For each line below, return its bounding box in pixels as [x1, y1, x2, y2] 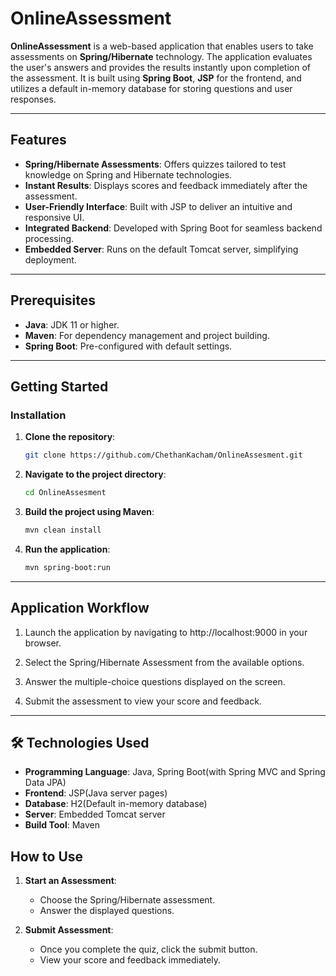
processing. [24, 232, 75, 244]
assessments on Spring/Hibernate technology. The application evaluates [10, 50, 313, 62]
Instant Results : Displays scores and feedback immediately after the [24, 179, 308, 191]
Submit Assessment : [24, 924, 114, 936]
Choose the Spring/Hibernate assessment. [39, 894, 216, 906]
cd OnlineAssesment [24, 488, 107, 498]
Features [10, 132, 67, 149]
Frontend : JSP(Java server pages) [24, 787, 168, 799]
